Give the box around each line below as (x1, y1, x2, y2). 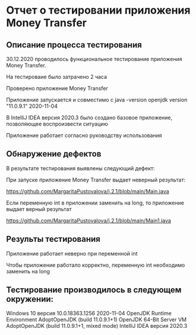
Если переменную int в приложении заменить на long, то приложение (6, 199, 184, 206)
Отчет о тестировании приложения (6, 4, 191, 17)
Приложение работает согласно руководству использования (6, 132, 162, 139)
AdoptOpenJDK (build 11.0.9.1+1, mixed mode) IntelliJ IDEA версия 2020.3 (6, 323, 188, 330)
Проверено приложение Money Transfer (6, 85, 109, 92)
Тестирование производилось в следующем (6, 285, 182, 295)
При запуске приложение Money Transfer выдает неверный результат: (6, 176, 186, 183)
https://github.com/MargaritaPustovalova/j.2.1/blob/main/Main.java (6, 187, 169, 194)
